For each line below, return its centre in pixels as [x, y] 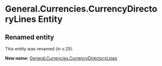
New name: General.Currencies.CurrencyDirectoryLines [61, 58]
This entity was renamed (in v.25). [39, 49]
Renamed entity [30, 37]
